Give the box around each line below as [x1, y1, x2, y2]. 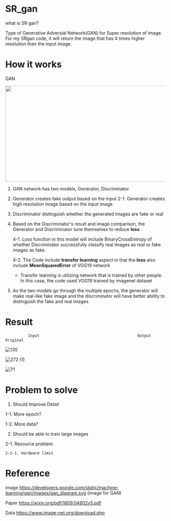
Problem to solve [5, 384, 78, 396]
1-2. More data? [5, 421, 38, 427]
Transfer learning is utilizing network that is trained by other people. [20, 272, 163, 278]
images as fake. [12, 247, 46, 253]
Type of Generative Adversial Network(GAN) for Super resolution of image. [5, 30, 162, 36]
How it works [5, 59, 62, 70]
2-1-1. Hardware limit [5, 451, 53, 456]
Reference [5, 467, 50, 479]
